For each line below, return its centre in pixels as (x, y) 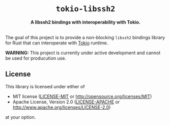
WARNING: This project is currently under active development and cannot (83, 53)
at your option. (21, 117)
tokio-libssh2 (86, 9)
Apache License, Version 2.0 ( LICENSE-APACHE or (66, 102)
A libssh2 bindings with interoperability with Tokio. (86, 22)
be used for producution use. (36, 58)
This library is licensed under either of (45, 86)
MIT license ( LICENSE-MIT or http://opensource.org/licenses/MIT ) (82, 96)
